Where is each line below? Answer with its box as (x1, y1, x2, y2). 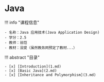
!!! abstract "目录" (4, 54, 40, 60)
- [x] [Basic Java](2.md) (4, 68, 57, 73)
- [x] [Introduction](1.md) (4, 64, 62, 69)
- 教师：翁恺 (4, 40, 27, 45)
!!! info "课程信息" (4, 19, 39, 25)
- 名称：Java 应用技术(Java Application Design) (4, 30, 100, 35)
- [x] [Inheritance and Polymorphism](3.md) (4, 72, 96, 77)
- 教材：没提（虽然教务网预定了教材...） (4, 45, 77, 50)
